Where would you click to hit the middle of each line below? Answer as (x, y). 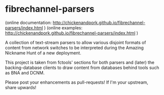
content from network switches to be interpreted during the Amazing (74, 47)
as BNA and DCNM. (25, 72)
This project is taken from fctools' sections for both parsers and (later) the (80, 62)
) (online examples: (63, 27)
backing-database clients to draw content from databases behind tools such (82, 68)
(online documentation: (28, 23)
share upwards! (21, 87)
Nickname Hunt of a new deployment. (43, 53)
